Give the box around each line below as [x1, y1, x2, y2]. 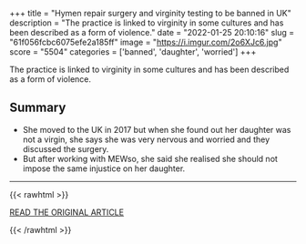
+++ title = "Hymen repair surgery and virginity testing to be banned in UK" [9, 8, 291, 18]
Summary [9, 100, 66, 116]
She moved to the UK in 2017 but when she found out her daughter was [22, 124, 291, 135]
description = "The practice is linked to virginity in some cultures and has [9, 17, 284, 28]
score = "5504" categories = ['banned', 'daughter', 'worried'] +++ [9, 46, 257, 57]
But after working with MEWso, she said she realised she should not [22, 153, 278, 164]
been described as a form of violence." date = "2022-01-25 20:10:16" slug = [9, 27, 295, 37]
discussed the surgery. [22, 143, 109, 154]
